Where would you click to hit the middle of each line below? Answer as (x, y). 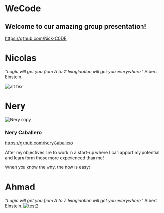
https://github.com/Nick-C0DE (36, 38)
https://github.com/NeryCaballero (39, 143)
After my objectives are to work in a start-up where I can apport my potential (82, 153)
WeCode (23, 9)
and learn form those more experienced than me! (55, 158)
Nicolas (21, 58)
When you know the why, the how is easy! (47, 167)
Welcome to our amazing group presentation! (76, 27)
